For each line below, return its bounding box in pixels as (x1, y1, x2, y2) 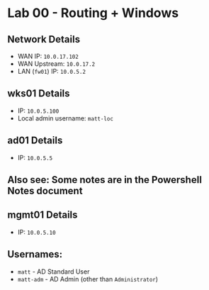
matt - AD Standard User (17, 267, 90, 276)
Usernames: (7, 248, 63, 260)
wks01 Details (7, 87, 70, 100)
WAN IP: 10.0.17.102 (17, 52, 79, 60)
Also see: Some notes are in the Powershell (7, 174, 202, 186)
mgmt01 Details (7, 209, 78, 221)
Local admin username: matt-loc (17, 113, 113, 122)
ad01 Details (7, 135, 63, 147)
